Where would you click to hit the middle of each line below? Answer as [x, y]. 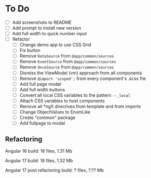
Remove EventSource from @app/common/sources [68, 61]
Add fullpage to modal [42, 123]
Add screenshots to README [42, 22]
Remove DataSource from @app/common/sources [67, 56]
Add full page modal [40, 84]
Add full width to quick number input [50, 34]
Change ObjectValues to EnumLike [55, 112]
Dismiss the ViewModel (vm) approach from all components [81, 73]
